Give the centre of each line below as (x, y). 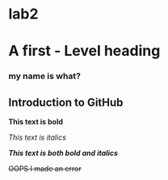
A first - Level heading (84, 51)
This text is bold (36, 122)
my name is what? (44, 76)
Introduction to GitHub (66, 102)
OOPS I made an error (45, 169)
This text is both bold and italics (63, 153)
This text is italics (38, 137)
